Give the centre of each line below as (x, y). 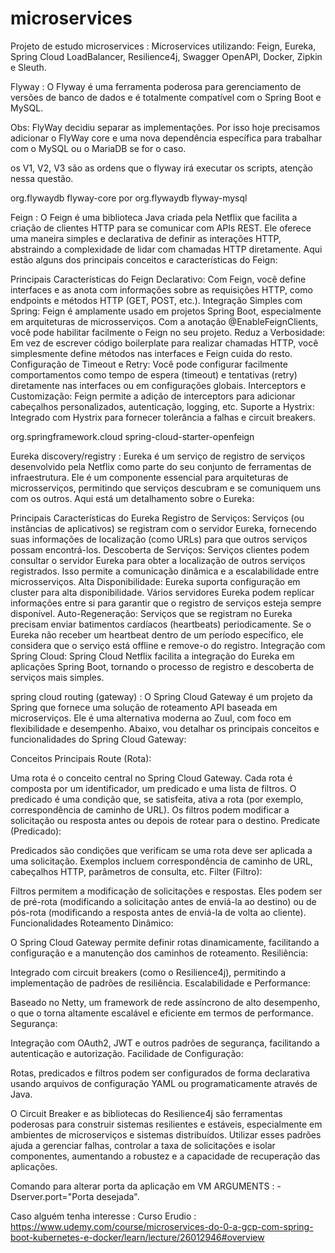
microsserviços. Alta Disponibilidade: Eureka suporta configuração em (155, 581)
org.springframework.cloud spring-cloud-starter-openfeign (132, 436)
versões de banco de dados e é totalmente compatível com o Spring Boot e (166, 97)
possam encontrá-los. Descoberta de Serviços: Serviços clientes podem (160, 549)
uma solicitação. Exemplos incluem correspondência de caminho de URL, (161, 861)
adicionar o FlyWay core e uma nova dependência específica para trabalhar (166, 138)
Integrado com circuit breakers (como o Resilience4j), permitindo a (148, 972)
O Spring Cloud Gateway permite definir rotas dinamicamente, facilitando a (165, 942)
